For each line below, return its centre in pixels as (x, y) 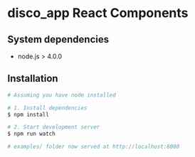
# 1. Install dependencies (47, 108)
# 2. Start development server (54, 127)
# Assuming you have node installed (62, 95)
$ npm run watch (31, 134)
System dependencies (58, 39)
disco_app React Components (98, 13)
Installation (33, 78)
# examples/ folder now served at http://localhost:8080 (94, 147)
